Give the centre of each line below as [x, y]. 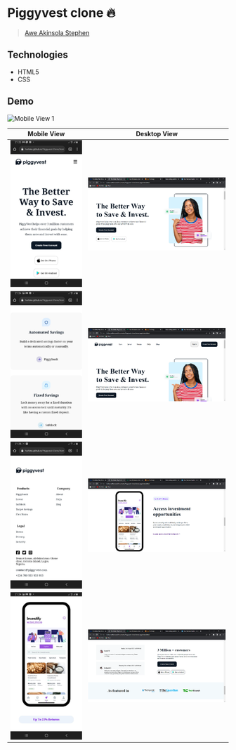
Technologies [38, 55]
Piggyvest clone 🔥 [61, 13]
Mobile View [46, 134]
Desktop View [157, 134]
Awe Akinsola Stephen [57, 32]
